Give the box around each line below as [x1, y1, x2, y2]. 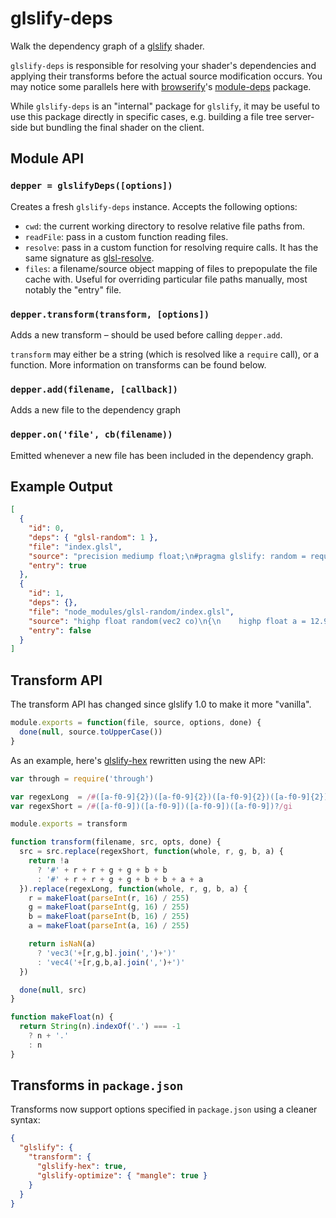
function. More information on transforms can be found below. [10, 358, 267, 371]
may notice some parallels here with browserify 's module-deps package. [10, 80, 312, 92]
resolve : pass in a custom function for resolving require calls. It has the [24, 241, 319, 253]
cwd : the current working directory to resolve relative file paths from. [24, 220, 305, 232]
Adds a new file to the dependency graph [10, 404, 182, 416]
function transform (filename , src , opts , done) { [10, 837, 222, 847]
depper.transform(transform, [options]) [10, 308, 210, 320]
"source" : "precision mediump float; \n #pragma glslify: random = [28, 551, 307, 561]
